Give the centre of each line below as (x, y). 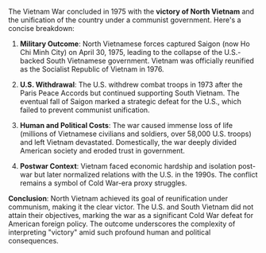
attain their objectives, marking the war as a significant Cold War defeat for (131, 215)
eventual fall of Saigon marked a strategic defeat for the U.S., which (131, 101)
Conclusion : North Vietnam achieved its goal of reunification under (118, 199)
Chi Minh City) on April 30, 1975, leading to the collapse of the (121, 52)
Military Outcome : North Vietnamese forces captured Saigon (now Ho (135, 44)
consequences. (34, 241)
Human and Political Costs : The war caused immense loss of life (126, 125)
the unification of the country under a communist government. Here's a (125, 20)
